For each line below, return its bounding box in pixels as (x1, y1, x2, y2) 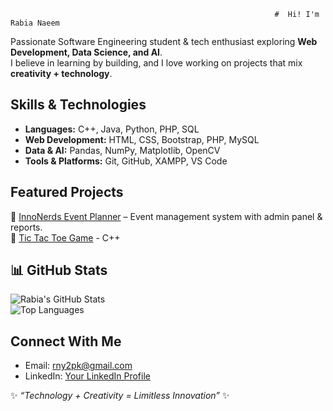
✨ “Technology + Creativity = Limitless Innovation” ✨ (10, 390, 230, 402)
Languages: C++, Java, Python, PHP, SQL (24, 123, 200, 135)
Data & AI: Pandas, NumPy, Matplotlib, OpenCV (24, 144, 221, 156)
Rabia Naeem (10, 18, 60, 28)
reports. (10, 221, 43, 233)
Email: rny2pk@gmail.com (24, 360, 133, 372)
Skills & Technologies (10, 96, 147, 114)
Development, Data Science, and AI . (10, 46, 163, 58)
